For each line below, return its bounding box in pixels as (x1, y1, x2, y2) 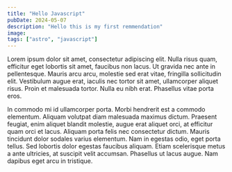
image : (7, 29, 26, 37)
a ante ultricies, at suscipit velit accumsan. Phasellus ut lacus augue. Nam (7, 150, 219, 158)
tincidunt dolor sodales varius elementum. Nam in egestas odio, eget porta (7, 135, 221, 143)
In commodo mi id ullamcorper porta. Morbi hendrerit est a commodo (7, 105, 206, 114)
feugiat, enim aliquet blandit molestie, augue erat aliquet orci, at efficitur (7, 120, 213, 128)
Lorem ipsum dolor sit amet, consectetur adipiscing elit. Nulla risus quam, (7, 55, 217, 63)
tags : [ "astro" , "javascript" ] (7, 36, 98, 43)
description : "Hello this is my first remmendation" (7, 23, 163, 30)
